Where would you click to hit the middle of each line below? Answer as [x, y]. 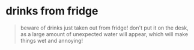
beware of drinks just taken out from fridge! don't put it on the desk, [104, 28]
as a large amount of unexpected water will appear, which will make [104, 34]
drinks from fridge [52, 11]
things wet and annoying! [52, 40]
